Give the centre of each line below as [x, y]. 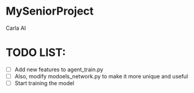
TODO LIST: [36, 53]
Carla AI [16, 28]
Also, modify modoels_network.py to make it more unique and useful [101, 76]
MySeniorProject [50, 11]
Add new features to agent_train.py [59, 69]
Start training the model [44, 83]
